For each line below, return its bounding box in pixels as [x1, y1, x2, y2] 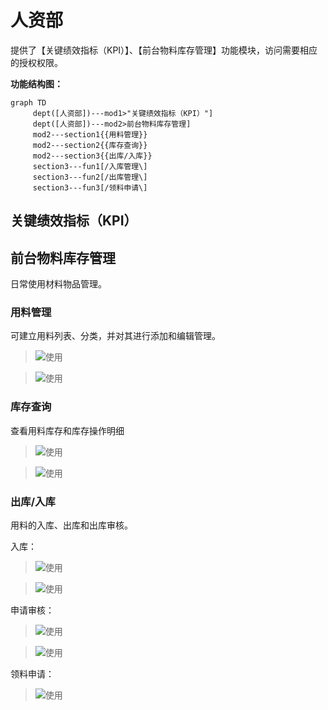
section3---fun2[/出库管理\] [32, 172, 148, 182]
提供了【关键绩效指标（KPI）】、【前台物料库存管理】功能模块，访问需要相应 [10, 44, 318, 56]
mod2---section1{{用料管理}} [32, 129, 148, 140]
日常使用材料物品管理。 [10, 278, 107, 290]
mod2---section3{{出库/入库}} [32, 151, 153, 161]
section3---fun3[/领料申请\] [32, 182, 148, 193]
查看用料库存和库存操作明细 [10, 424, 125, 436]
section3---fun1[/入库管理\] [32, 161, 148, 171]
